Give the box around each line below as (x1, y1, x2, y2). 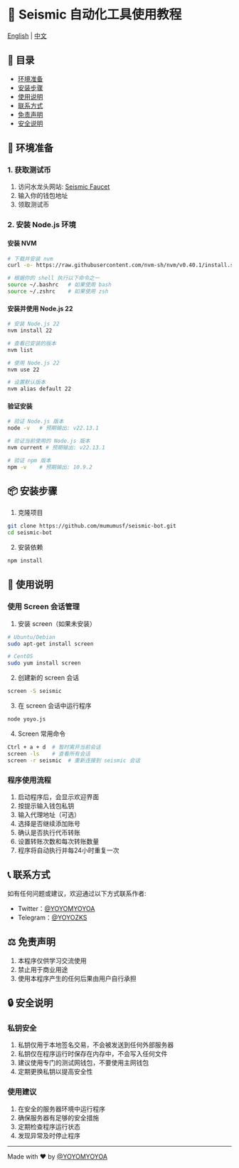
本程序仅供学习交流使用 (17, 956, 87, 965)
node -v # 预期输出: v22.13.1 (7, 424, 100, 432)
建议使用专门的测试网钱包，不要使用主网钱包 (17, 1058, 149, 1067)
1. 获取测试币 (7, 165, 51, 175)
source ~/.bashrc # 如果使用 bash (7, 281, 112, 288)
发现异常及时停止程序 (17, 1131, 80, 1140)
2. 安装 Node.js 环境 (7, 220, 76, 230)
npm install (7, 557, 43, 565)
